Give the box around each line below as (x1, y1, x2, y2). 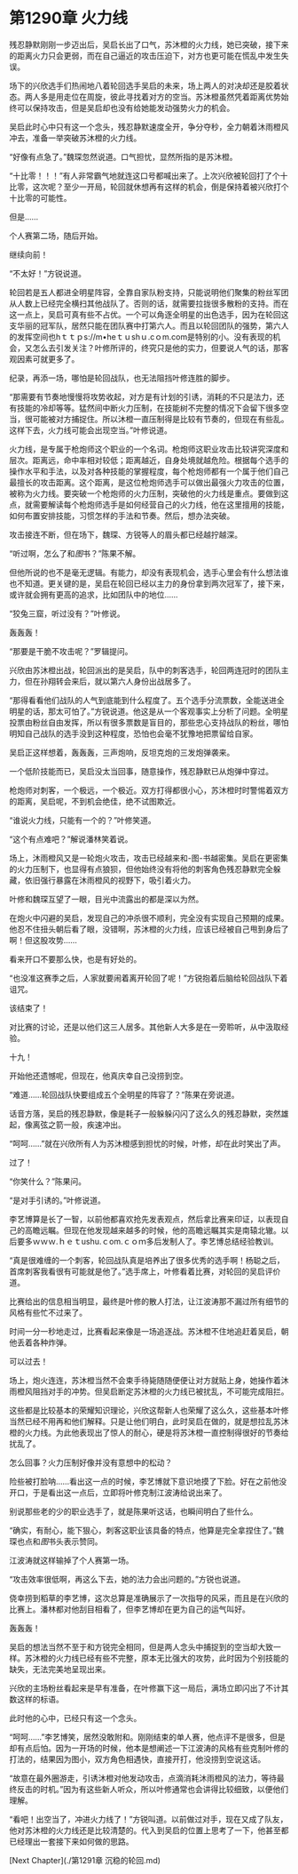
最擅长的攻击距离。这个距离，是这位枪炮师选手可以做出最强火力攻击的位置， (9, 477, 289, 487)
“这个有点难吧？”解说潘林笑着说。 (9, 833, 133, 845)
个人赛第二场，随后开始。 (9, 230, 103, 241)
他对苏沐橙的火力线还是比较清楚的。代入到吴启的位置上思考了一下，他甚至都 (9, 1824, 289, 1836)
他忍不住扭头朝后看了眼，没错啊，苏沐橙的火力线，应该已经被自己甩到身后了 (9, 924, 289, 934)
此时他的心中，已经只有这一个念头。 (9, 1712, 142, 1723)
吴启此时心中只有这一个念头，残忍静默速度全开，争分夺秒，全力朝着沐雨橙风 (9, 121, 289, 132)
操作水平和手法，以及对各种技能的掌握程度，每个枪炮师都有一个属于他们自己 (9, 466, 289, 477)
